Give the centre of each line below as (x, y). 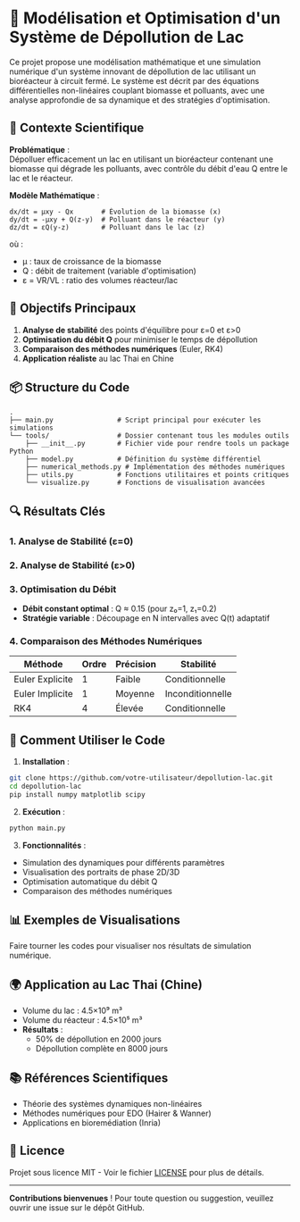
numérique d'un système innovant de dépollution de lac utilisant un (133, 71)
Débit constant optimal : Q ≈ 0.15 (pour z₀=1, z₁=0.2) (119, 608)
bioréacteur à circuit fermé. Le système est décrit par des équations (134, 80)
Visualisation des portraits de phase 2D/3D (101, 872)
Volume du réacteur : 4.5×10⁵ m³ (82, 1020)
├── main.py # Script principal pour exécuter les (135, 420)
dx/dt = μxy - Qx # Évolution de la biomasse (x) (115, 212)
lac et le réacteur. (41, 178)
